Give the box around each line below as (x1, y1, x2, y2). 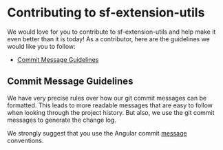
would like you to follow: (7, 42, 76, 50)
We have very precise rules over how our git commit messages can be (7, 94, 207, 102)
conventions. (7, 136, 44, 144)
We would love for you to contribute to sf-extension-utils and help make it (7, 28, 216, 36)
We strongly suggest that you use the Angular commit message (7, 129, 187, 137)
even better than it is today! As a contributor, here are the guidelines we (7, 34, 210, 43)
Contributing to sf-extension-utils (7, 5, 205, 21)
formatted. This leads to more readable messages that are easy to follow (7, 101, 213, 109)
